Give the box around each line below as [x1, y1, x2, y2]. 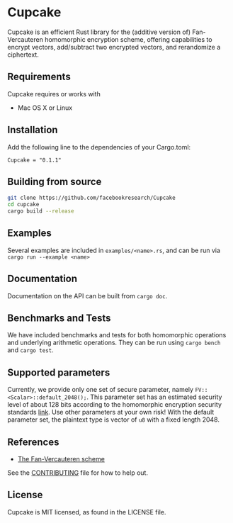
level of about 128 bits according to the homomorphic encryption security [7, 400, 222, 409]
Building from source [7, 175, 102, 188]
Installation [7, 124, 58, 136]
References [7, 436, 59, 448]
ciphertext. [7, 50, 39, 59]
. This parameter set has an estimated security [86, 393, 222, 401]
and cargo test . [7, 346, 55, 354]
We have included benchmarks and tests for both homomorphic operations [7, 331, 227, 339]
